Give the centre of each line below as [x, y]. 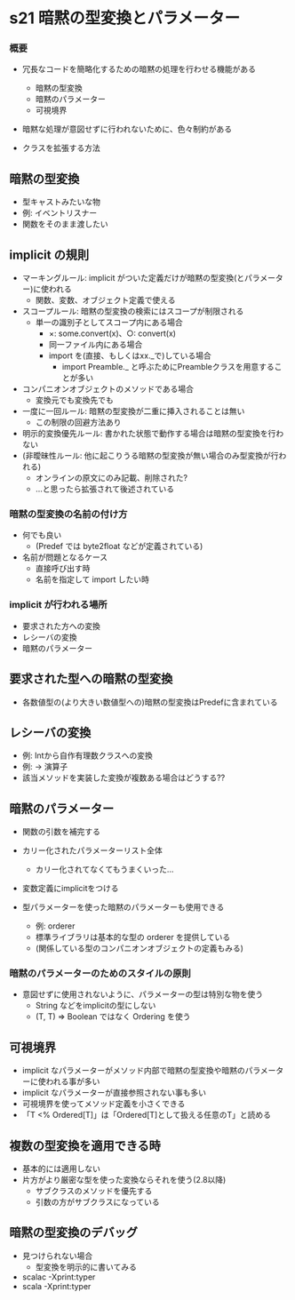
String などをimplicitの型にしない [96, 1006]
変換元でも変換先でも [74, 400]
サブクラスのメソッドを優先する [94, 1191]
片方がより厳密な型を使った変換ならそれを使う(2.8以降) [124, 1180]
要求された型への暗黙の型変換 [91, 679]
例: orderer [55, 926]
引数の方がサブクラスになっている [97, 1202]
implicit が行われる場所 [59, 605]
